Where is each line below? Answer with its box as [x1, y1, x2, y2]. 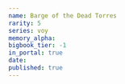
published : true [8, 64, 63, 72]
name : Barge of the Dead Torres [8, 11, 117, 20]
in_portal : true [8, 49, 63, 57]
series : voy [8, 26, 48, 34]
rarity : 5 [8, 19, 42, 27]
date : [8, 57, 27, 65]
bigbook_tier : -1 [8, 42, 67, 50]
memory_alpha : [8, 34, 56, 42]
